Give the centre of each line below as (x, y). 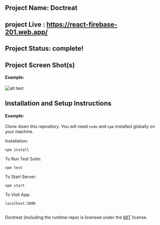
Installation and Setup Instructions (58, 104)
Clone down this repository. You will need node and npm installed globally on (80, 127)
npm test (14, 168)
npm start (15, 186)
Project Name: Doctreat (41, 8)
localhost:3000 (20, 204)
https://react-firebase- (82, 24)
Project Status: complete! (44, 49)
